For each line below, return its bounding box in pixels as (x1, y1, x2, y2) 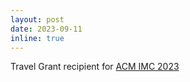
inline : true (10, 33, 65, 43)
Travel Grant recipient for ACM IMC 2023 (10, 61, 180, 73)
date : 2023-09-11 (10, 24, 83, 34)
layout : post (10, 14, 65, 25)
